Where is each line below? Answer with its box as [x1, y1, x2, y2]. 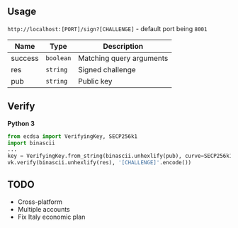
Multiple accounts [17, 205, 70, 213]
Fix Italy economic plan [17, 212, 86, 221]
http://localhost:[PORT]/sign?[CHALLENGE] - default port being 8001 [7, 24, 208, 33]
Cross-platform [17, 198, 62, 206]
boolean [45, 54, 72, 62]
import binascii [7, 139, 55, 147]
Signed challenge [77, 64, 136, 74]
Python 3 [7, 119, 35, 127]
